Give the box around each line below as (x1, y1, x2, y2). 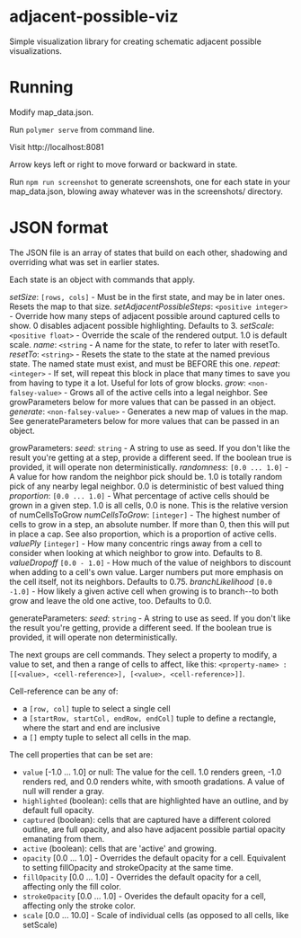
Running (9, 77, 74, 98)
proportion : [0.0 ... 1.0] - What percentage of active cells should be (9, 490, 270, 500)
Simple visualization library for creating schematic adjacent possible (9, 36, 262, 47)
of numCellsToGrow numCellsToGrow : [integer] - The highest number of (9, 509, 280, 520)
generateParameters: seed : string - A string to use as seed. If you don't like (9, 613, 291, 624)
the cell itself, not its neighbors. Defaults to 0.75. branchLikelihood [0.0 (9, 576, 272, 587)
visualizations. (9, 45, 63, 56)
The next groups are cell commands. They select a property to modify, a (9, 649, 278, 659)
